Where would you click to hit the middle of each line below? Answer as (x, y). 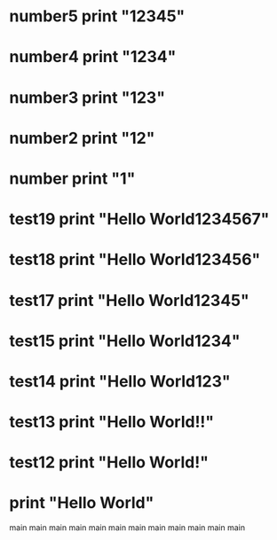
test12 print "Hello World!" (109, 462)
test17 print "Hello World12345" (130, 300)
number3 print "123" (87, 97)
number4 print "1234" (93, 57)
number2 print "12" (82, 138)
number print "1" (72, 178)
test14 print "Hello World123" (120, 381)
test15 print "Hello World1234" (125, 341)
